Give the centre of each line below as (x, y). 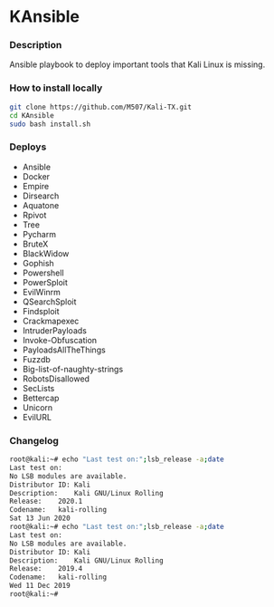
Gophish (38, 263)
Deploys (28, 147)
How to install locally (56, 88)
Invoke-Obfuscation (60, 340)
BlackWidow (46, 253)
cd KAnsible (32, 115)
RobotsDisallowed (56, 379)
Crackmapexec (51, 321)
